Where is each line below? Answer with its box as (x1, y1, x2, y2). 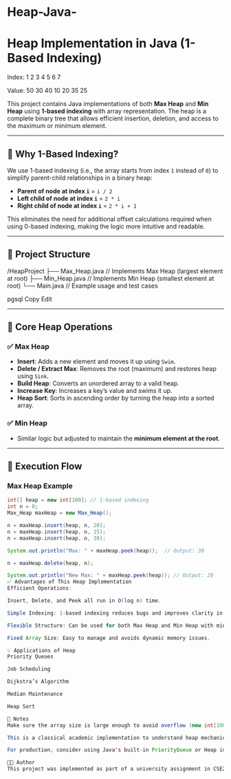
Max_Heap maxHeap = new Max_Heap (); (7, 510, 112, 517)
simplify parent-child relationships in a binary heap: (7, 173, 153, 182)
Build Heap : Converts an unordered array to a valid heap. (16, 379, 180, 387)
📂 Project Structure (7, 248, 91, 260)
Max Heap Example (7, 481, 74, 491)
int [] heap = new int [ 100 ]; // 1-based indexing (7, 497, 149, 504)
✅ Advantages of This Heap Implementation (7, 579, 132, 586)
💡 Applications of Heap (7, 647, 76, 654)
